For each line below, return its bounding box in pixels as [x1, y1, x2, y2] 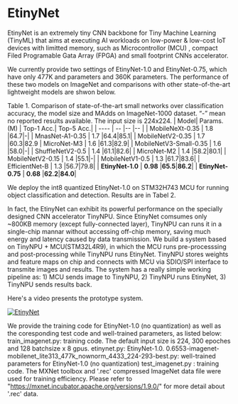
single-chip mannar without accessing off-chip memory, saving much [7, 227, 211, 235]
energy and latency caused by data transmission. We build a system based [7, 235, 227, 243]
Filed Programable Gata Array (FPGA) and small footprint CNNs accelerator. [7, 51, 229, 60]
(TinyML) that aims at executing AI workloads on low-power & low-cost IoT [7, 36, 226, 44]
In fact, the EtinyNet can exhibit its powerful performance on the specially [7, 204, 223, 213]
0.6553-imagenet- [166, 344, 220, 353]
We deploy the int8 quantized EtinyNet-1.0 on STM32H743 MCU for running [7, 183, 229, 191]
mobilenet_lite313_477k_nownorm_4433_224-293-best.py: [7, 351, 180, 360]
